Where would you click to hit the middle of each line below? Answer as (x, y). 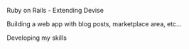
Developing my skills (37, 38)
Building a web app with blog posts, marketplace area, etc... (94, 24)
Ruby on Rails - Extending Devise (55, 10)
